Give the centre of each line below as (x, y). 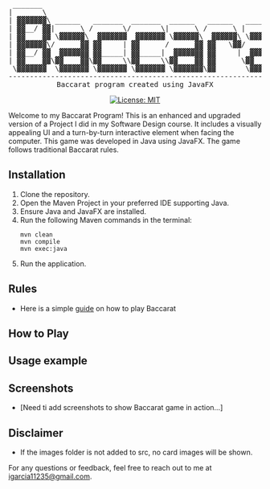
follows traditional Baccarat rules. (63, 150)
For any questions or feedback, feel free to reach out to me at (110, 468)
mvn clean (37, 234)
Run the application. (53, 263)
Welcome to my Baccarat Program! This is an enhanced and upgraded (125, 115)
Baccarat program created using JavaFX (135, 84)
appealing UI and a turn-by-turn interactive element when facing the (121, 132)
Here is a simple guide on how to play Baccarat (98, 308)
